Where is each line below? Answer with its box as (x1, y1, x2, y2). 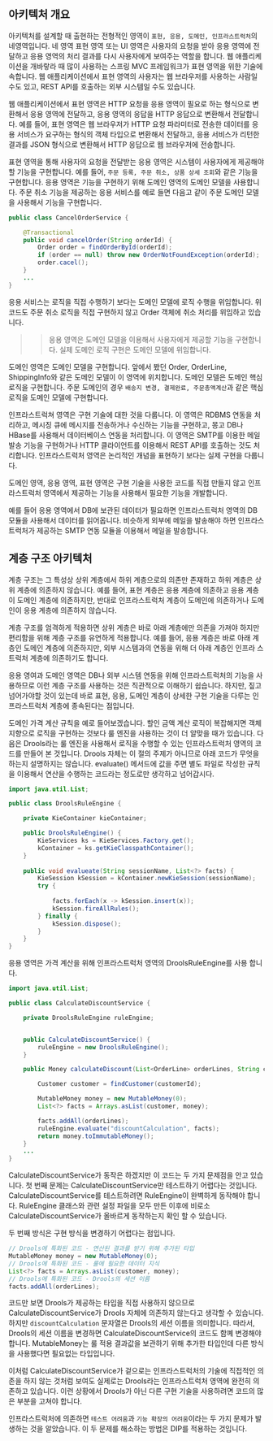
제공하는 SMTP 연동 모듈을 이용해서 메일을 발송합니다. (36, 525, 209, 535)
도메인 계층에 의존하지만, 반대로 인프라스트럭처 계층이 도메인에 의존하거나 (16, 595, 249, 605)
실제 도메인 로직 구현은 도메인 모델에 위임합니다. (59, 345, 211, 354)
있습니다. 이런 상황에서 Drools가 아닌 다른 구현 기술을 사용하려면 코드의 (29, 1387, 256, 1396)
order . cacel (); (37, 258, 89, 267)
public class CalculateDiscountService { (8, 999, 151, 1007)
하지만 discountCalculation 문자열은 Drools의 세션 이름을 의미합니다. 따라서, (8, 1318, 255, 1328)
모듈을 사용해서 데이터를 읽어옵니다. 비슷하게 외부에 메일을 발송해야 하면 (8, 515, 236, 525)
